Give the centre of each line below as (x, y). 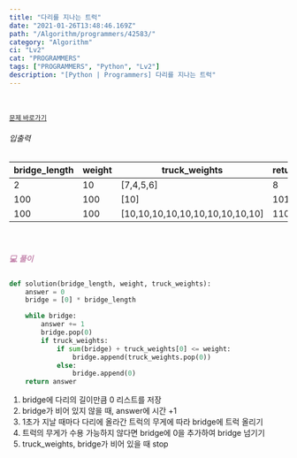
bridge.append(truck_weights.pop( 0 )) (142, 357)
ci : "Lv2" (27, 50)
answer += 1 (63, 324)
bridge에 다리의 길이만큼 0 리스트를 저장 (91, 400)
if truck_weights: (75, 340)
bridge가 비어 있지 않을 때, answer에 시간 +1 (99, 411)
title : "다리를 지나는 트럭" (55, 17)
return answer (51, 382)
